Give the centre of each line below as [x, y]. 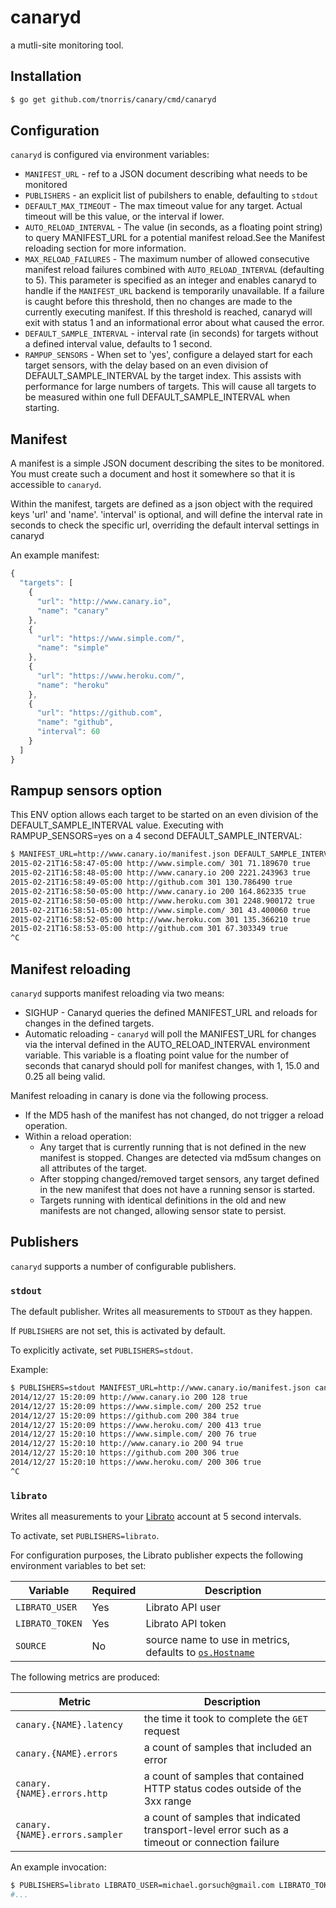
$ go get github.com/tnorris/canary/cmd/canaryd [113, 99]
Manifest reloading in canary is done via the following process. [139, 1095]
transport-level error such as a [216, 1830]
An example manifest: [55, 555]
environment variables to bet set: [78, 1566]
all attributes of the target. [93, 1168]
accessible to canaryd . [56, 485]
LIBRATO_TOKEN [49, 1624]
